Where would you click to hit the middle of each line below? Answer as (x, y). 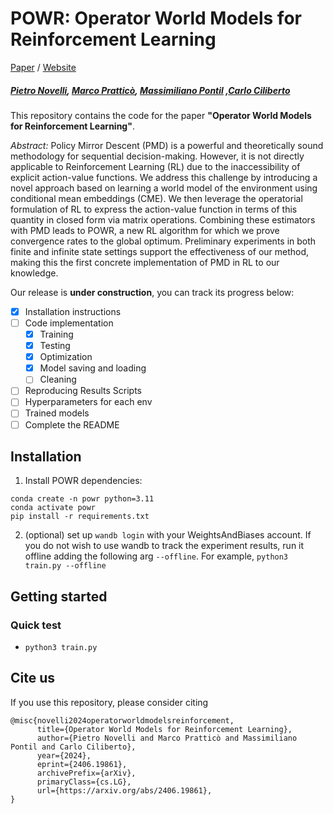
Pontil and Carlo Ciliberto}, (73, 747)
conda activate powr (53, 508)
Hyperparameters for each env (88, 402)
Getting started (59, 596)
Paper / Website (43, 67)
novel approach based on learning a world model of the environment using (164, 188)
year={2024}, (64, 755)
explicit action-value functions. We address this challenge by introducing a (164, 177)
